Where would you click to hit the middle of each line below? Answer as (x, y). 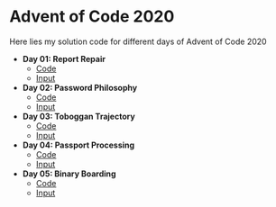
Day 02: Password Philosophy (80, 87)
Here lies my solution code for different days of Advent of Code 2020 (138, 41)
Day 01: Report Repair (64, 58)
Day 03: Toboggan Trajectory (78, 116)
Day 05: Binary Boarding (69, 174)
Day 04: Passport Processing (78, 145)
